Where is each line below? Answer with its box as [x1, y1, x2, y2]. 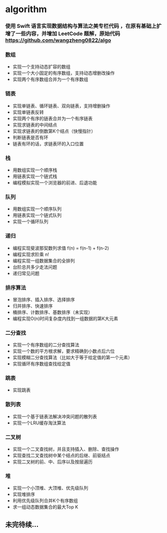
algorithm [5, 4, 47, 15]
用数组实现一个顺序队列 [12, 206, 62, 212]
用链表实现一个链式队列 [12, 212, 62, 218]
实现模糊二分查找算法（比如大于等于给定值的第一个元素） [12, 354, 133, 361]
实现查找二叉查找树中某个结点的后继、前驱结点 [12, 453, 110, 459]
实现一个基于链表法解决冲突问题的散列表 [12, 413, 97, 419]
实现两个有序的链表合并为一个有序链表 [12, 115, 93, 121]
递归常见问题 [12, 270, 39, 276]
